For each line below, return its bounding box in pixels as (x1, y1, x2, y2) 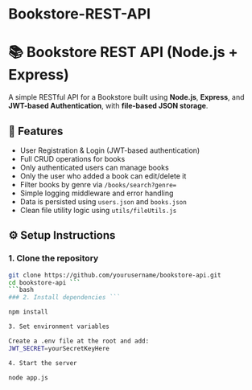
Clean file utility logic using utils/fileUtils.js (19, 205, 177, 215)
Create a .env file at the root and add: (8, 337, 150, 345)
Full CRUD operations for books (19, 154, 126, 163)
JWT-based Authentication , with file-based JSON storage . (8, 101, 209, 111)
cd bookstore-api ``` (8, 278, 81, 286)
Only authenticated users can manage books (19, 162, 169, 172)
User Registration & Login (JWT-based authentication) (19, 146, 200, 155)
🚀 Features (8, 124, 64, 138)
